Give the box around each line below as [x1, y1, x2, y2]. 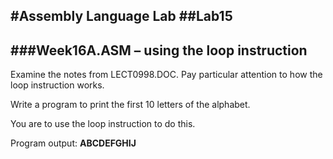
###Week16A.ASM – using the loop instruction [10, 42, 308, 59]
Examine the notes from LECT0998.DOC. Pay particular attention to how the [10, 69, 323, 81]
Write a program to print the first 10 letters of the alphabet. [10, 99, 251, 111]
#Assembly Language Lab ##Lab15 [10, 8, 233, 25]
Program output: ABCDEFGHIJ [10, 137, 137, 149]
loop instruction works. [10, 79, 105, 91]
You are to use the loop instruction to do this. [10, 118, 196, 130]
